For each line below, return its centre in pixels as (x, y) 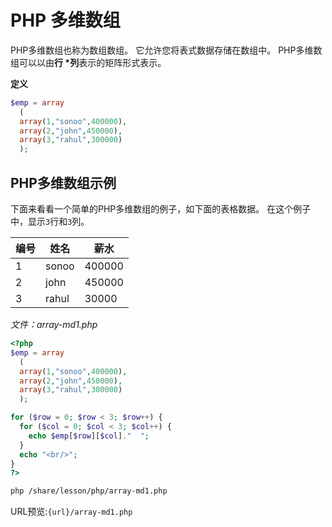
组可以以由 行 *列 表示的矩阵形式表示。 (88, 62)
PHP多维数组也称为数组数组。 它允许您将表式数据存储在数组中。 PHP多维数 (166, 50)
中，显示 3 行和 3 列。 (50, 221)
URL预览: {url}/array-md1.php (71, 512)
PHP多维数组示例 (63, 182)
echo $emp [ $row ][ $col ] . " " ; (89, 436)
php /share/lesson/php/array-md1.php (89, 491)
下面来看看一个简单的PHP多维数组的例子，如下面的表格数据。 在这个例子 (161, 209)
